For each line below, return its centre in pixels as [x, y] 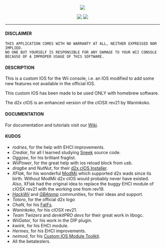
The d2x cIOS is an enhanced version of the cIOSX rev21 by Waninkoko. [78, 103]
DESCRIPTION [20, 67]
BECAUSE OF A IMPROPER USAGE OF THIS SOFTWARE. [55, 57]
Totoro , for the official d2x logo [43, 199]
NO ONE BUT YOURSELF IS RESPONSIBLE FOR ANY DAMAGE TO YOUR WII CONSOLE [81, 52]
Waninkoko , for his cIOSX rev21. [45, 210]
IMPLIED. [14, 48]
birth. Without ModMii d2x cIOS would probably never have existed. [81, 178]
